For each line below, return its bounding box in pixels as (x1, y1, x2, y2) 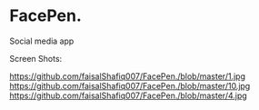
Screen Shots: (9, 53, 63, 64)
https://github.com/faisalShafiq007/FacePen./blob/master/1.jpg (9, 70, 245, 82)
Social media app (9, 35, 75, 46)
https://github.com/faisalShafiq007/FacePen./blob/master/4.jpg (9, 90, 247, 101)
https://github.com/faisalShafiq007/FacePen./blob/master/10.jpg (9, 80, 251, 91)
